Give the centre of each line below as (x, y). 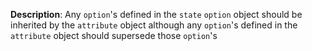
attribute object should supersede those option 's (114, 35)
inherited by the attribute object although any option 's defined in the (154, 25)
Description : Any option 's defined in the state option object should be (156, 14)
